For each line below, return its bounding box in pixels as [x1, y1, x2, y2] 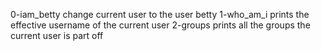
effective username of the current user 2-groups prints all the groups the [10, 19, 311, 31]
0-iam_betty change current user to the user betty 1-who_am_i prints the [10, 9, 310, 20]
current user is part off [10, 30, 104, 41]
